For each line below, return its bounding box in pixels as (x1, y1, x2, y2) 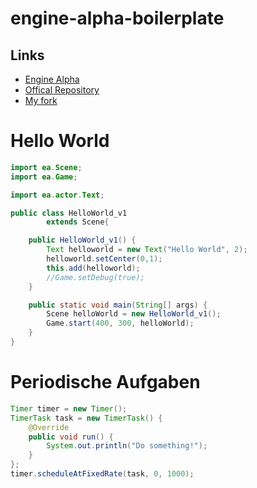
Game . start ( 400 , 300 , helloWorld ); (46, 318, 195, 329)
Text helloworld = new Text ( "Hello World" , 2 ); (46, 245, 248, 255)
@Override (28, 422, 70, 432)
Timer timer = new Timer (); (10, 403, 128, 414)
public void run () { (28, 432, 114, 442)
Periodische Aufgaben (10, 371, 201, 394)
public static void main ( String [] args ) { (28, 300, 208, 310)
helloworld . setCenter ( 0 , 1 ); (46, 254, 163, 264)
